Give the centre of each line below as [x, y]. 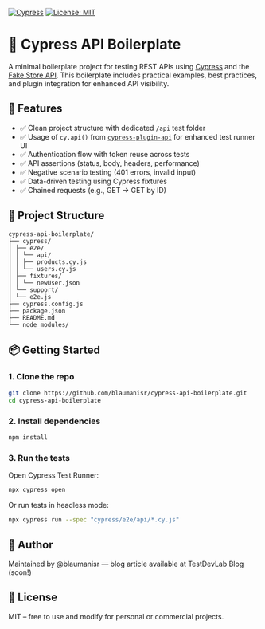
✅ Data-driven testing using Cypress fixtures [93, 181]
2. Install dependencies [55, 421]
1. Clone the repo [41, 376]
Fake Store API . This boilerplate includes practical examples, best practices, [132, 75]
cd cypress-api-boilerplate [55, 401]
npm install [28, 438]
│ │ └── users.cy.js [43, 269]
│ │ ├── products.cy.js [48, 262]
